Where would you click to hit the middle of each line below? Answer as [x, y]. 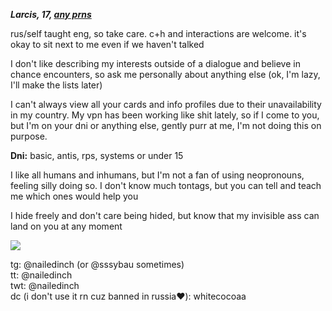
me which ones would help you [74, 196]
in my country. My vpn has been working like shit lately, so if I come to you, [165, 115]
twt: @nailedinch [45, 285]
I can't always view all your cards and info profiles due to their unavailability [166, 104]
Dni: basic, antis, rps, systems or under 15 [97, 155]
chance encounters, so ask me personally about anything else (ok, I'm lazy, [165, 74]
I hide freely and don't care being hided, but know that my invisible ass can [165, 215]
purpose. [29, 136]
